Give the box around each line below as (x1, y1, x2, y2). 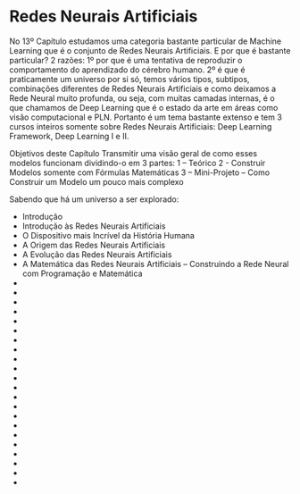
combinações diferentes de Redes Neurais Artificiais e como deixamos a (9, 83, 277, 94)
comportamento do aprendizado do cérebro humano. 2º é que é (9, 64, 246, 75)
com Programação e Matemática (21, 268, 143, 279)
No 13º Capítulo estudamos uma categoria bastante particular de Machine (9, 36, 282, 46)
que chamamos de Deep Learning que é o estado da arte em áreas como (9, 102, 279, 113)
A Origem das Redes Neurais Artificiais (21, 239, 166, 250)
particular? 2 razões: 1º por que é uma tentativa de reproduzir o (9, 54, 243, 65)
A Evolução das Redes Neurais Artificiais (21, 248, 172, 260)
